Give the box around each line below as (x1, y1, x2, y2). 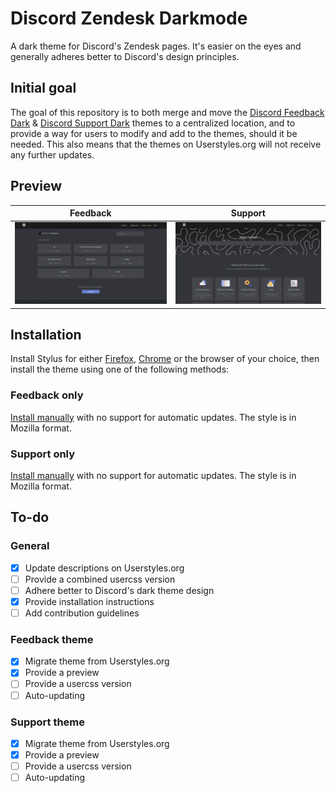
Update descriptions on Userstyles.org (24, 562, 185, 574)
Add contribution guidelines (24, 607, 140, 619)
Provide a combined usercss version (24, 573, 176, 585)
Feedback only (10, 388, 84, 402)
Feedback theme (10, 632, 94, 646)
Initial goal (10, 80, 77, 97)
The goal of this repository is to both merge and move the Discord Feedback (10, 106, 325, 118)
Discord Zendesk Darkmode (10, 7, 248, 30)
